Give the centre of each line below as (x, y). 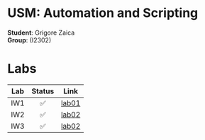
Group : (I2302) (29, 40)
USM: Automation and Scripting (103, 13)
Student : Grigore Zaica (41, 33)
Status (43, 91)
